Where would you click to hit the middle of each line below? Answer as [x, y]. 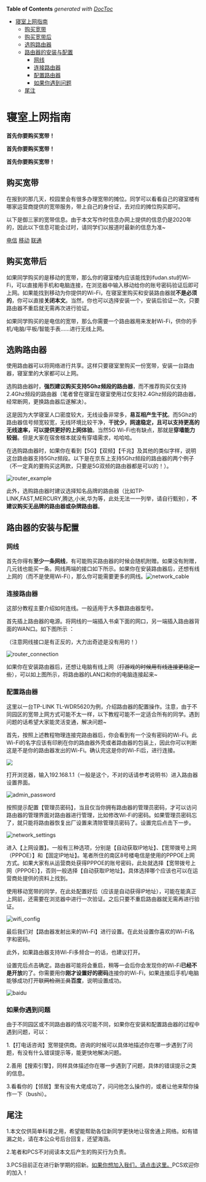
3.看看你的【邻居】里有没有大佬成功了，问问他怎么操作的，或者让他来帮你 [100, 1086]
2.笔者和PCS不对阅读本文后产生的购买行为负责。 [68, 1151]
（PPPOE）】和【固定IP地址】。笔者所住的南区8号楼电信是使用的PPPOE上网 [101, 855]
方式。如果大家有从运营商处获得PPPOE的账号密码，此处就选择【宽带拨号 [98, 863]
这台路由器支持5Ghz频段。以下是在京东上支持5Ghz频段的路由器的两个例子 [100, 459]
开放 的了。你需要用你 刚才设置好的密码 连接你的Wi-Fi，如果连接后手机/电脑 [105, 973]
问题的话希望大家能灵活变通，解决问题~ [57, 722]
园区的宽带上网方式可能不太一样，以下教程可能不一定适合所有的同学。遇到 [105, 714]
